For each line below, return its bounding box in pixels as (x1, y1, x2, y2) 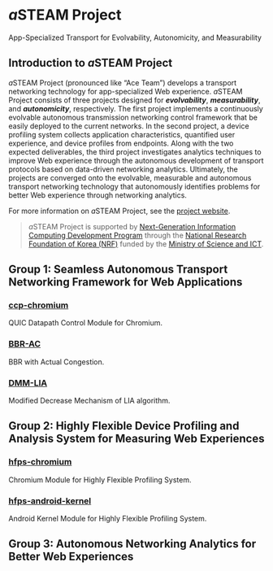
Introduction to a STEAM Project (8, 56, 173, 70)
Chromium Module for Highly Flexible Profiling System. (8, 474, 193, 485)
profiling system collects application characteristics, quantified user (8, 129, 236, 139)
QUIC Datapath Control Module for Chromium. (8, 318, 163, 328)
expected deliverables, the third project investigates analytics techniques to (8, 146, 262, 156)
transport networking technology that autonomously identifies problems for (8, 181, 261, 191)
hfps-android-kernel (8, 495, 92, 506)
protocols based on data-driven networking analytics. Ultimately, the (8, 164, 238, 174)
